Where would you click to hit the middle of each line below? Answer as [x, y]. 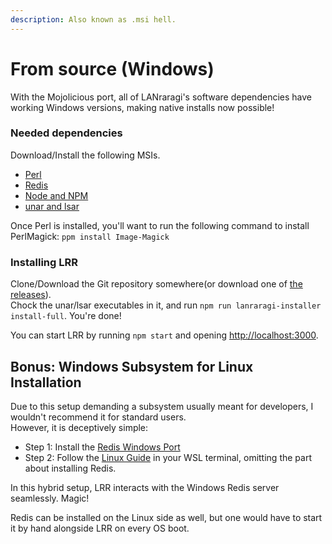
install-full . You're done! [66, 316]
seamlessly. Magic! [50, 498]
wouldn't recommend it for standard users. [98, 417]
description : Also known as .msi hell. [93, 19]
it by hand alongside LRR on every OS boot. [100, 528]
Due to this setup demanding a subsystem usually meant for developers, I [162, 406]
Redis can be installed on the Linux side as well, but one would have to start [166, 517]
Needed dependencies [66, 133]
